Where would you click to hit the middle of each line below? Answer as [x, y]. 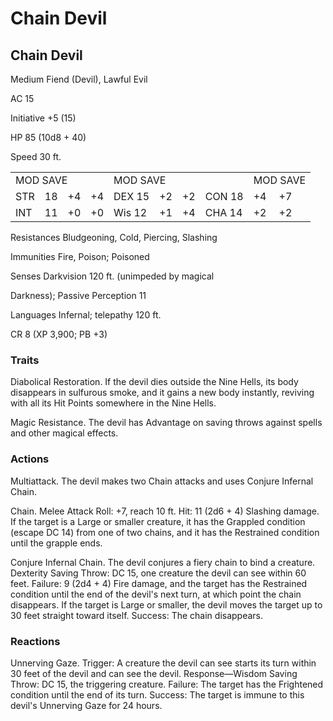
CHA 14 [223, 212]
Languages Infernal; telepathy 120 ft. [86, 315]
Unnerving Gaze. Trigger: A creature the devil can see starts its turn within [163, 663]
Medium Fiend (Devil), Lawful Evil [79, 79]
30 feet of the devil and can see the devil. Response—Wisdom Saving [154, 673]
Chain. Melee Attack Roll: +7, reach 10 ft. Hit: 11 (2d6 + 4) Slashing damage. [165, 511]
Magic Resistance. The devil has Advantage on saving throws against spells [166, 423]
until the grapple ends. [56, 543]
